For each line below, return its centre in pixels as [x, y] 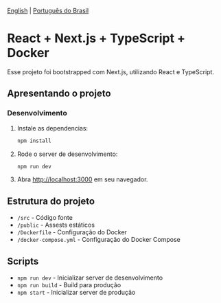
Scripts [23, 261]
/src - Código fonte [45, 218]
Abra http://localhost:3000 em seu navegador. [82, 179]
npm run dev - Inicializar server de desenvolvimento [90, 278]
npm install [34, 141]
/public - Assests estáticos [56, 225]
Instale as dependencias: [52, 128]
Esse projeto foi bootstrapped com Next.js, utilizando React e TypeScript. [111, 71]
